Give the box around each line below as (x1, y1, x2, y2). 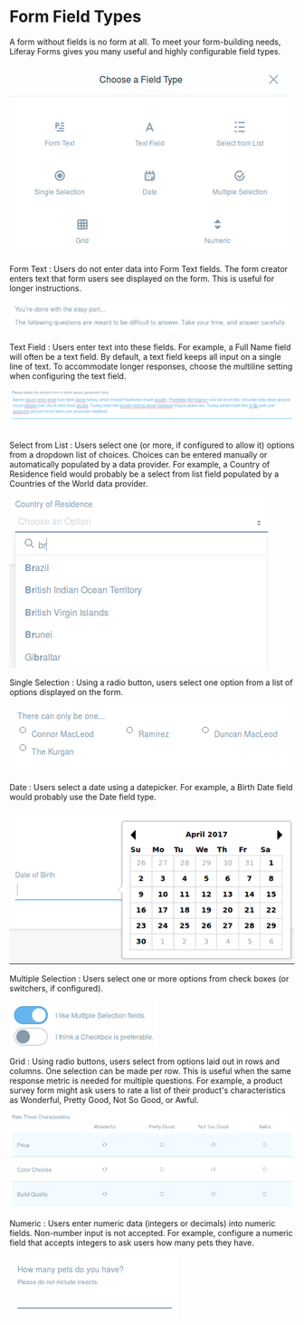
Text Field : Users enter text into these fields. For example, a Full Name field (9, 342, 291, 353)
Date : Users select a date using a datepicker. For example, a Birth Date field (9, 782, 293, 793)
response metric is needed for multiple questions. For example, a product (9, 1076, 283, 1087)
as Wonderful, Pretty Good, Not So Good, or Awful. (9, 1095, 199, 1106)
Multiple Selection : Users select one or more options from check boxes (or (9, 973, 290, 984)
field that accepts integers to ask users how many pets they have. (9, 1237, 255, 1248)
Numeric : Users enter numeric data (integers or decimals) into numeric (9, 1217, 276, 1229)
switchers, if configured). (9, 983, 104, 994)
